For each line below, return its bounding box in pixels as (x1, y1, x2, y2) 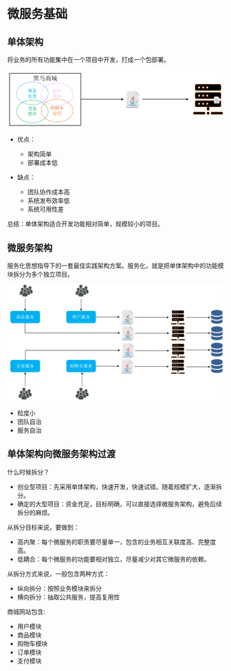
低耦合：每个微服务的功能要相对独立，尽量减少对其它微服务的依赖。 (16, 554, 210, 563)
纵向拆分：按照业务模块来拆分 (16, 584, 102, 592)
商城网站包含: (7, 608, 46, 616)
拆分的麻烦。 (16, 508, 54, 517)
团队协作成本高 (27, 188, 70, 197)
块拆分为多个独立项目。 (7, 270, 74, 279)
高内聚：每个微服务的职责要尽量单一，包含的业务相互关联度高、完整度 (16, 537, 217, 545)
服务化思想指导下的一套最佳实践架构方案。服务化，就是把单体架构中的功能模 (7, 261, 224, 270)
